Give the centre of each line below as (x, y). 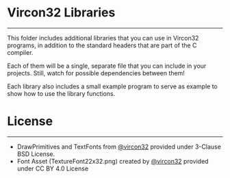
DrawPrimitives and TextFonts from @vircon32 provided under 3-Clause (119, 147)
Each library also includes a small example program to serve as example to (112, 86)
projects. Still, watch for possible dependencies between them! (96, 73)
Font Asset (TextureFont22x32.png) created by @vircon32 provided (113, 161)
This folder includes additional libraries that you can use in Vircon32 (103, 38)
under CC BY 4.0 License (53, 168)
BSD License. (36, 154)
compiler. (20, 52)
